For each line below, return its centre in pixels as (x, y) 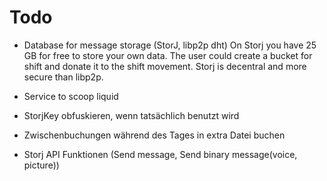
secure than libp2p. (63, 77)
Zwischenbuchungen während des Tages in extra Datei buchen (154, 135)
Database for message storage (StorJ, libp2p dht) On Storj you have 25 (170, 45)
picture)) (41, 165)
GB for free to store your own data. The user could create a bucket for (168, 55)
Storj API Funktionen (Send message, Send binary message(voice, (160, 154)
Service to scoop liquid (71, 96)
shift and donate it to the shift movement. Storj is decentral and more (165, 66)
